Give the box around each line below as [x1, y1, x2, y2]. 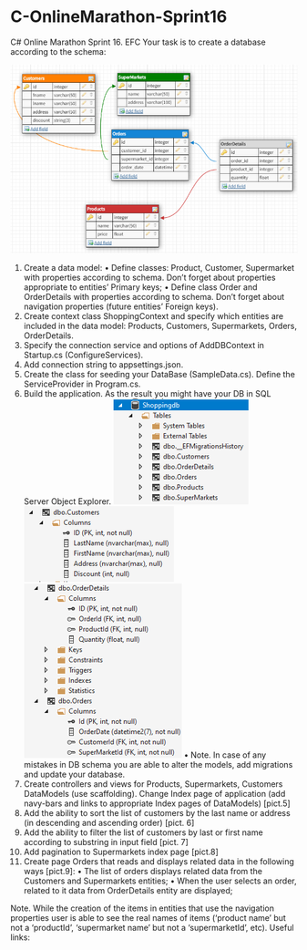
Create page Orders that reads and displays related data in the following [23, 856, 295, 867]
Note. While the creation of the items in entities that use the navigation [10, 903, 274, 914]
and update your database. [23, 769, 126, 780]
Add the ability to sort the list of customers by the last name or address [23, 808, 291, 819]
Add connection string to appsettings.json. [23, 359, 184, 370]
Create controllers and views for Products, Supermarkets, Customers [23, 779, 283, 790]
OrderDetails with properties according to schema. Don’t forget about [23, 292, 285, 303]
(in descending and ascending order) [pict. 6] [23, 818, 195, 829]
